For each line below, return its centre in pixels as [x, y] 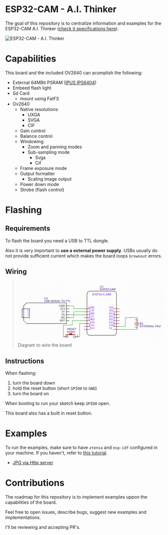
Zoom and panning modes [55, 147]
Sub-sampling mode [49, 152]
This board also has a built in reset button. [49, 413]
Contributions [35, 483]
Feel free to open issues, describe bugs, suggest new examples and [76, 512]
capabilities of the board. [31, 502]
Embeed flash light [32, 88]
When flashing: [21, 373]
